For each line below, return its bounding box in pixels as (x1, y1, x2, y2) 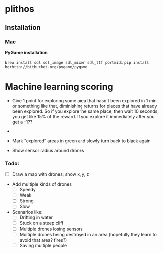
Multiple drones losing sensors (19, 226, 83, 232)
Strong (19, 198, 34, 204)
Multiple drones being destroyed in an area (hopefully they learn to (19, 231, 157, 237)
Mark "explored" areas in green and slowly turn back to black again (12, 138, 151, 144)
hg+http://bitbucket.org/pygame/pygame (5, 64, 88, 69)
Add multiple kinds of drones (12, 181, 72, 187)
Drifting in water (19, 214, 53, 220)
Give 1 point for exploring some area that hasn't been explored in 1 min (12, 97, 157, 103)
